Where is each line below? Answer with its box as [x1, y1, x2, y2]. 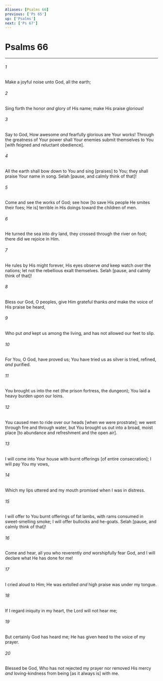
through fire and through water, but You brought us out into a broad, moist [5, 424, 153, 430]
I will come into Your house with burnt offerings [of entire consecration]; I [5, 456, 151, 461]
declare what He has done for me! [5, 555, 73, 561]
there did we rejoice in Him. [5, 236, 60, 242]
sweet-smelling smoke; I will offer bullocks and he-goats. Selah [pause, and [5, 519, 157, 525]
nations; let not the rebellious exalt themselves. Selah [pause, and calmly [5, 267, 151, 273]
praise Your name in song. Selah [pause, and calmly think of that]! [5, 173, 137, 179]
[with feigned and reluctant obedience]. [5, 142, 84, 147]
